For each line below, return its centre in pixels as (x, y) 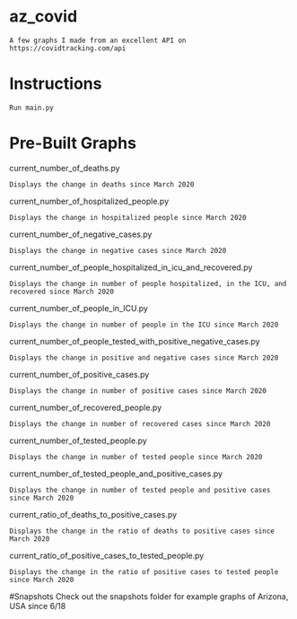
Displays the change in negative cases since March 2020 (118, 250)
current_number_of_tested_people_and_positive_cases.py (116, 474)
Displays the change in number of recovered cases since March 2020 (140, 423)
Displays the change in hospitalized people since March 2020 (128, 217)
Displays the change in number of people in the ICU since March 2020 (144, 325)
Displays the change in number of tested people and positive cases (140, 490)
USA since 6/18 (38, 606)
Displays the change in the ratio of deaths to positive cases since (142, 531)
